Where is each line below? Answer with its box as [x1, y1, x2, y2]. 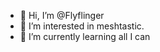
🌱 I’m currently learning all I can [19, 31, 151, 42]
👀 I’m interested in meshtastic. [19, 20, 145, 32]
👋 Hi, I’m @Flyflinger [19, 10, 105, 21]
